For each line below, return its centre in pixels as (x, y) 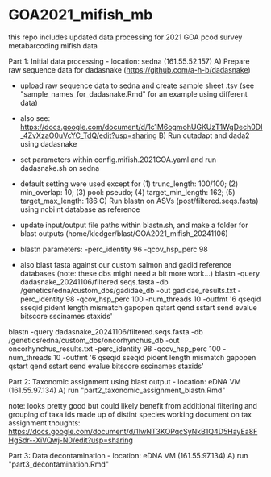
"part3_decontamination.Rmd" (58, 464)
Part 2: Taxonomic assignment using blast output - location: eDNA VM (125, 381)
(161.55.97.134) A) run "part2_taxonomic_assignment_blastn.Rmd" (117, 390)
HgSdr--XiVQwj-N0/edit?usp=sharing (71, 440)
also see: (35, 118)
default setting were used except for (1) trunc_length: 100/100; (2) (129, 184)
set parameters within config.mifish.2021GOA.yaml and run (118, 160)
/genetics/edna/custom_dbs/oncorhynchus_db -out (94, 340)
